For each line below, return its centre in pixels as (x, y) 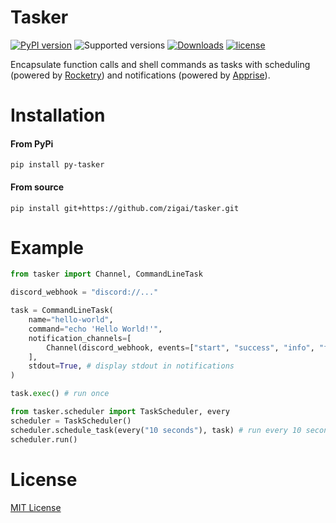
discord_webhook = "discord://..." (84, 292)
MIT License (36, 507)
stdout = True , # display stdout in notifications (131, 366)
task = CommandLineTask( (62, 311)
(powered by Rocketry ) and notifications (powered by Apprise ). (140, 75)
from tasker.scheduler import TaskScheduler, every (120, 412)
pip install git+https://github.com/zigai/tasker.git (125, 208)
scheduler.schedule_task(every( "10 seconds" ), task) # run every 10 (156, 430)
